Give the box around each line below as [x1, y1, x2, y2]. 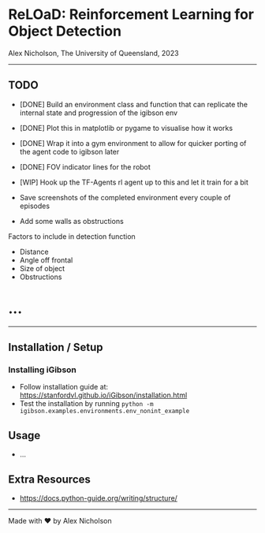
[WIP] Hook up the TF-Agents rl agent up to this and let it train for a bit [19, 177, 248, 187]
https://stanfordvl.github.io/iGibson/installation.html [19, 390, 188, 400]
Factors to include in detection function [8, 231, 136, 241]
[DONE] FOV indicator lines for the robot [19, 162, 151, 171]
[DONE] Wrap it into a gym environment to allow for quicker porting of [19, 138, 247, 147]
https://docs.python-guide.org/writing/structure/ [19, 494, 177, 502]
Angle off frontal [19, 255, 73, 265]
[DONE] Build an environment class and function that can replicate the [19, 99, 248, 109]
